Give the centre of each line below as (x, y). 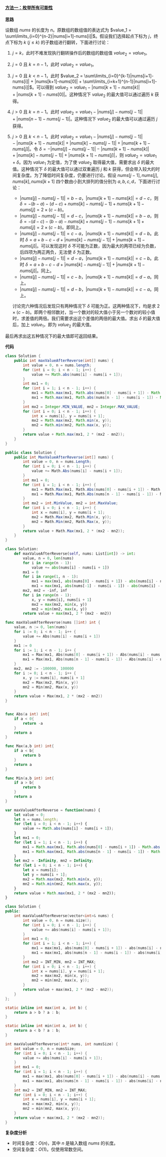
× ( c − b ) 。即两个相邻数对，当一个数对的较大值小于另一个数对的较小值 (84, 312)
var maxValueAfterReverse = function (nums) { (53, 810)
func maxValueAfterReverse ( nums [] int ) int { (53, 623)
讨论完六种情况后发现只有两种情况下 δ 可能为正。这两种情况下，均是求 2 (86, 306)
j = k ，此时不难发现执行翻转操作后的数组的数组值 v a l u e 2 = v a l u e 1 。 (81, 54)
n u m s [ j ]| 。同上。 (37, 271)
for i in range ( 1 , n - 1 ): (51, 577)
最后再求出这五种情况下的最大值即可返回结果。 (53, 336)
